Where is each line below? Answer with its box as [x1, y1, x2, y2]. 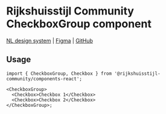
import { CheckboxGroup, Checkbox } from [6, 71, 112, 77]
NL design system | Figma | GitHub [6, 37, 94, 44]
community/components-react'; [6, 75, 83, 82]
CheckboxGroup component [6, 17, 152, 31]
